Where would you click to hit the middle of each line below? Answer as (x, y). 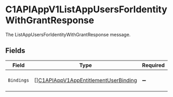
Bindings (19, 80)
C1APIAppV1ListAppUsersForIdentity (86, 9)
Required (153, 65)
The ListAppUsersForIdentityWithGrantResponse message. (68, 34)
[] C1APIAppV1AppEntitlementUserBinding (86, 80)
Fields (15, 51)
